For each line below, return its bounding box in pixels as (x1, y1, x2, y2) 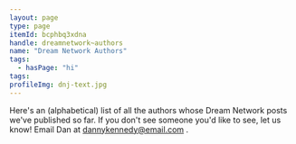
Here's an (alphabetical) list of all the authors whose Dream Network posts (9, 104, 288, 115)
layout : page (9, 13, 59, 22)
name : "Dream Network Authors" (9, 47, 128, 56)
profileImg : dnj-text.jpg (9, 80, 107, 89)
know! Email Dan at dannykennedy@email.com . (9, 123, 189, 135)
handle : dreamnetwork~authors (9, 38, 124, 48)
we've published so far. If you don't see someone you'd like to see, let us (9, 114, 282, 125)
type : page (9, 22, 51, 31)
